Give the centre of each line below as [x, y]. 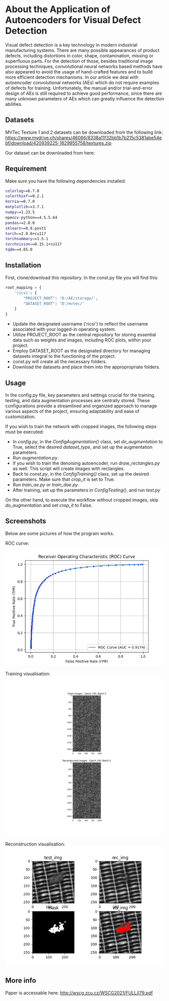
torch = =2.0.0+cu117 [26, 234]
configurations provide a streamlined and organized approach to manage [81, 406]
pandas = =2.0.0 [20, 223]
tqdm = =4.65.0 [19, 250]
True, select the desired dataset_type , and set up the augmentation [82, 447]
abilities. [14, 104]
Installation [23, 265]
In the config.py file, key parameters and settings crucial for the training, [80, 395]
